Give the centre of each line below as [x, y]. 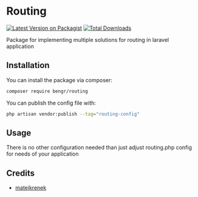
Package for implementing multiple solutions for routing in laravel [88, 40]
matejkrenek [31, 188]
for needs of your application [43, 154]
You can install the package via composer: [59, 80]
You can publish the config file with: [51, 103]
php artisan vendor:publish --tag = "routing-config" [73, 114]
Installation [28, 65]
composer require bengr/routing [47, 91]
